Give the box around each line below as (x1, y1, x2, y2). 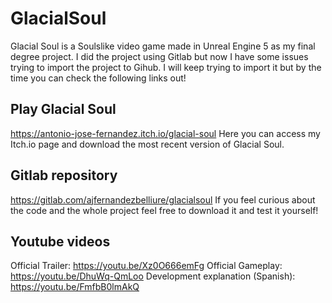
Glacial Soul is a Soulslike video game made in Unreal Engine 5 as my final (10, 40, 316, 52)
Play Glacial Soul (10, 101, 117, 118)
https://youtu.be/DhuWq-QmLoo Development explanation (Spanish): (10, 270, 296, 282)
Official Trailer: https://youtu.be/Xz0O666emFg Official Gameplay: (10, 260, 283, 272)
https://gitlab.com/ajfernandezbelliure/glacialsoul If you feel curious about (10, 193, 316, 206)
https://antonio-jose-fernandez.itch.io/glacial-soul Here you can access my (10, 127, 321, 139)
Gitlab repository (10, 167, 118, 184)
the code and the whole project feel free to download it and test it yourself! (10, 204, 319, 216)
